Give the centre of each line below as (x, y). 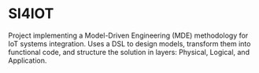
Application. (28, 60)
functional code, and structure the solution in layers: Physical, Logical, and (129, 52)
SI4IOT (31, 14)
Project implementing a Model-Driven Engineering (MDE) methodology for (128, 35)
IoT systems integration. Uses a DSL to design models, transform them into (129, 43)
